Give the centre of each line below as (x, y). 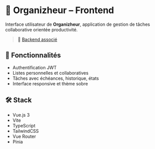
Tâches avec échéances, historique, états (56, 78)
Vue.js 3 (21, 115)
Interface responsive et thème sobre (50, 83)
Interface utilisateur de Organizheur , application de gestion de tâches (77, 24)
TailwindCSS (26, 131)
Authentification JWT (34, 67)
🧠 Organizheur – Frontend (60, 10)
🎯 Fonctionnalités (33, 55)
